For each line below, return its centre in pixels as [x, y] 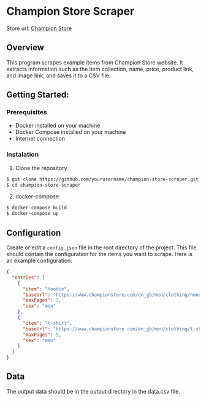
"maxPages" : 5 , [42, 335]
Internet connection [40, 139]
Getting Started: [38, 95]
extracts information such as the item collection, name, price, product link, [100, 69]
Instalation [23, 155]
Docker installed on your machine [58, 126]
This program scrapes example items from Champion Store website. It [95, 62]
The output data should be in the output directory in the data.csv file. [93, 391]
